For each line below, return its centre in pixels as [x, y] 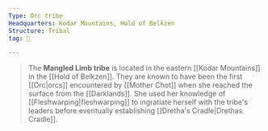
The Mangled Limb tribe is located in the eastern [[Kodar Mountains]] [144, 68]
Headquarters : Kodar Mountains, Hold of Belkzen [92, 23]
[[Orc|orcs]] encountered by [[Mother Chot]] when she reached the [140, 85]
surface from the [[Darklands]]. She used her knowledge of [127, 94]
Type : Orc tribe [36, 16]
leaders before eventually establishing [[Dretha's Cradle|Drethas [135, 111]
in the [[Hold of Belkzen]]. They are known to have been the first [135, 76]
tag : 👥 [19, 38]
